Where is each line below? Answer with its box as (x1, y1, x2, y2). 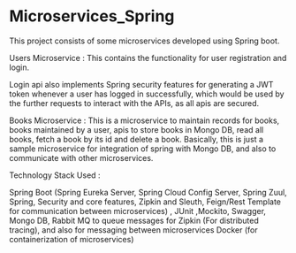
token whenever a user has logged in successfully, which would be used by (9, 88, 285, 99)
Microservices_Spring (9, 6, 175, 27)
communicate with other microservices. (9, 152, 154, 163)
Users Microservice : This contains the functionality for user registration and (9, 52, 287, 63)
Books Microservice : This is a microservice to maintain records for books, (9, 115, 280, 126)
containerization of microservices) (9, 234, 134, 244)
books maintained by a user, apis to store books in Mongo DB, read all (9, 124, 264, 134)
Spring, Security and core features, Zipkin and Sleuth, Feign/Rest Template (9, 196, 281, 207)
